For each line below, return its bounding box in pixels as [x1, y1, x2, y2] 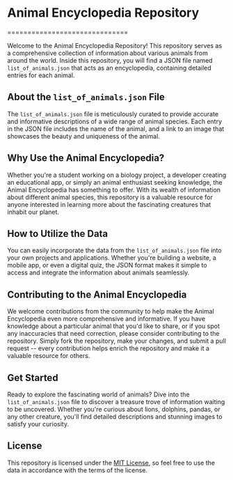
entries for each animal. [7, 71, 75, 79]
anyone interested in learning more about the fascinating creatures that [7, 200, 211, 208]
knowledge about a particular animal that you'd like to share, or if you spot [7, 322, 220, 330]
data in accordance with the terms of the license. [7, 465, 148, 474]
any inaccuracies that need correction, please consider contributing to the [7, 330, 220, 338]
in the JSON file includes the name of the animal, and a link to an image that [7, 124, 225, 133]
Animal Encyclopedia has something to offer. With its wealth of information [7, 185, 221, 194]
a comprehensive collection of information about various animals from [7, 49, 209, 57]
